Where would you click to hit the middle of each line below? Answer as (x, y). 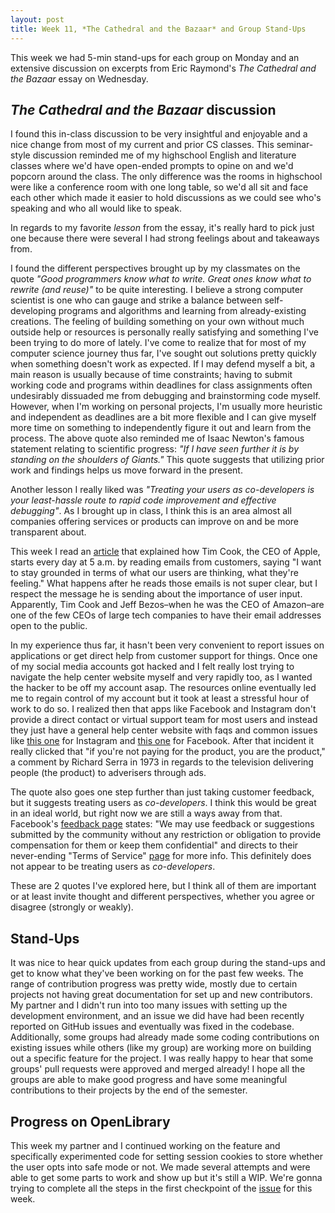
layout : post (37, 19)
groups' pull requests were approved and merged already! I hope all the (158, 1069)
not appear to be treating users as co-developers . (113, 867)
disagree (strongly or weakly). (72, 907)
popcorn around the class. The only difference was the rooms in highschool (166, 177)
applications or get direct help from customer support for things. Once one (164, 656)
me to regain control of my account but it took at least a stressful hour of (160, 698)
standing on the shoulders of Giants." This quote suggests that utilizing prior (167, 460)
